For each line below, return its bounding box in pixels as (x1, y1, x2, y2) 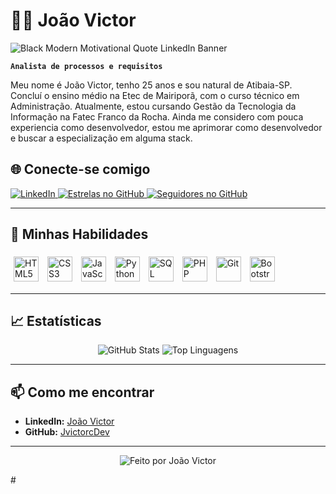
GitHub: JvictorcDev (24, 426, 110, 438)
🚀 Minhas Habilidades (10, 226, 149, 243)
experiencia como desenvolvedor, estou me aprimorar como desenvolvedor (10, 121, 323, 133)
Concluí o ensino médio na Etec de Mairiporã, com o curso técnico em (10, 89, 300, 101)
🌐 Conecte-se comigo (10, 161, 151, 178)
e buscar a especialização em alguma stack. (10, 132, 193, 144)
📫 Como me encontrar (10, 384, 155, 401)
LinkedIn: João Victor (24, 415, 115, 428)
